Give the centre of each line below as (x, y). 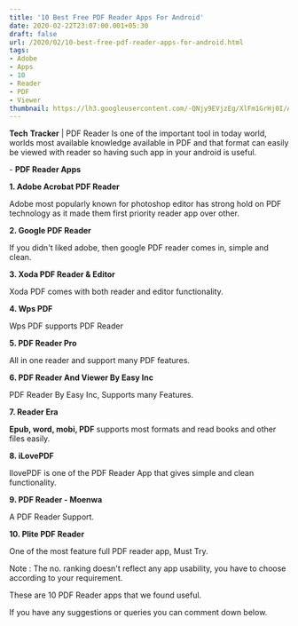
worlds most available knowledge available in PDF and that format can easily (149, 143)
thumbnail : (29, 108)
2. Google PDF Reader (50, 231)
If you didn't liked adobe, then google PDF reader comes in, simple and (139, 248)
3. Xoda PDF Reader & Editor (62, 274)
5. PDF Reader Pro (43, 344)
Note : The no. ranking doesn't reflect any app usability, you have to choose (148, 568)
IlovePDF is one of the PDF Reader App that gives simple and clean (132, 473)
